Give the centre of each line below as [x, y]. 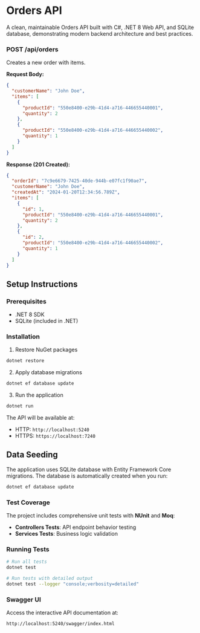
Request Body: [25, 74]
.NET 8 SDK [30, 314]
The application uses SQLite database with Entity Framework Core [89, 469]
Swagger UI [24, 599]
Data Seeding [32, 455]
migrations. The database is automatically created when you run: [87, 476]
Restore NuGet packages [46, 350]
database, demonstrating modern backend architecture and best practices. [100, 33]
